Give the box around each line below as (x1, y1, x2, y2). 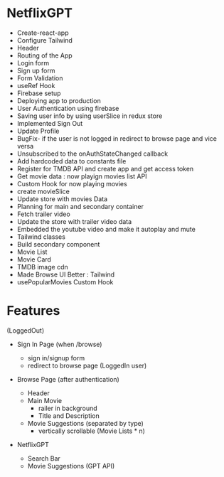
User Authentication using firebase (16, 104, 119, 112)
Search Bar (27, 454, 61, 463)
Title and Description (38, 411, 100, 420)
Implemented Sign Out (16, 119, 83, 127)
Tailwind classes (16, 232, 65, 241)
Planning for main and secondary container (16, 202, 144, 210)
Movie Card (16, 254, 51, 264)
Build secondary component (16, 240, 100, 248)
